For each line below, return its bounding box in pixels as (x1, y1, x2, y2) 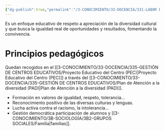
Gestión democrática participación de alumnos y (12, 110, 111, 116)
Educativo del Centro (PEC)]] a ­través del (5, 74, 88, 81)
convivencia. (5, 31, 31, 37)
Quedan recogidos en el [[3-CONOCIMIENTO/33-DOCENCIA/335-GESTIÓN (5, 64, 159, 70)
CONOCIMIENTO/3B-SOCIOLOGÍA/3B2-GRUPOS (12, 115, 112, 121)
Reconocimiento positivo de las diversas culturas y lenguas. (12, 100, 134, 106)
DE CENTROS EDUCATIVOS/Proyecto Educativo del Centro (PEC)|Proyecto (5, 69, 157, 75)
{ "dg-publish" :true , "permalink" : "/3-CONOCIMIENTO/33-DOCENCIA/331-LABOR (5, 7, 157, 12)
